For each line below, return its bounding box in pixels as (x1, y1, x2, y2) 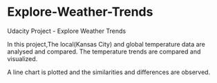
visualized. (7, 54, 38, 62)
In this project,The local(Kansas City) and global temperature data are (7, 40, 206, 48)
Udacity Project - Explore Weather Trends (7, 27, 126, 35)
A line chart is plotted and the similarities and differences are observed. (7, 68, 211, 76)
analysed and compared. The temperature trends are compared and (7, 47, 201, 56)
